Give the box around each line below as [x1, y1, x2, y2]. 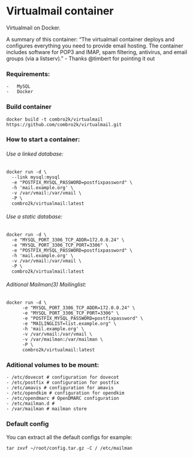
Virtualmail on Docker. [6, 24, 61, 31]
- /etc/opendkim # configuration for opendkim [6, 390, 125, 396]
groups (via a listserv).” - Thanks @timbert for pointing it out [6, 55, 155, 62]
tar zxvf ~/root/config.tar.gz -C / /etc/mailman [6, 445, 133, 451]
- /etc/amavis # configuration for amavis [6, 385, 114, 391]
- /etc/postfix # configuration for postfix [6, 380, 119, 386]
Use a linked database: [6, 150, 64, 157]
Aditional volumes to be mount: [6, 360, 99, 369]
